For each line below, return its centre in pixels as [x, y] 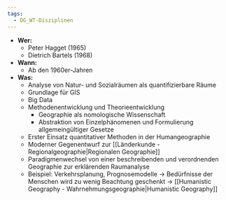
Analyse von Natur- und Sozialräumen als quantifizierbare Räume [122, 85]
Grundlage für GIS [54, 92]
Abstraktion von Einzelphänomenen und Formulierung [116, 122]
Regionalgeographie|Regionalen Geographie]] [94, 152]
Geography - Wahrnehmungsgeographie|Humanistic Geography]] [123, 189]
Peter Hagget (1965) [57, 48]
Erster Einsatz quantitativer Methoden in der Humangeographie [119, 136]
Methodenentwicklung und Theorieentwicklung [96, 107]
